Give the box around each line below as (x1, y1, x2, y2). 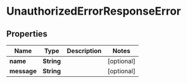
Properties (6, 29, 48, 39)
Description (67, 47, 102, 55)
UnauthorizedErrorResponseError (6, 4, 182, 18)
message (9, 67, 37, 75)
